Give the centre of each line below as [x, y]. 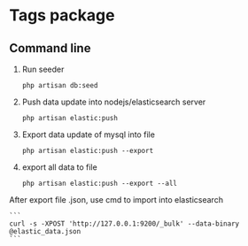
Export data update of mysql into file [88, 135]
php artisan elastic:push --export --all [99, 183]
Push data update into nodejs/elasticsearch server [114, 102]
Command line [50, 48]
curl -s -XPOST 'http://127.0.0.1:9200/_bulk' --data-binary [124, 224]
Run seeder [43, 69]
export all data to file [59, 167]
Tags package [62, 15]
